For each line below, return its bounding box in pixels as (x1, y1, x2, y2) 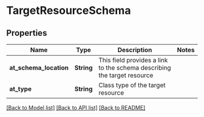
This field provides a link (98, 56, 168, 64)
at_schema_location (9, 64, 69, 72)
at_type (9, 85, 32, 93)
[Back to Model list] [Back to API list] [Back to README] (6, 104, 146, 111)
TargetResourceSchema (6, 4, 131, 18)
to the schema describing (98, 64, 171, 72)
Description (117, 46, 152, 54)
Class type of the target (98, 81, 166, 89)
